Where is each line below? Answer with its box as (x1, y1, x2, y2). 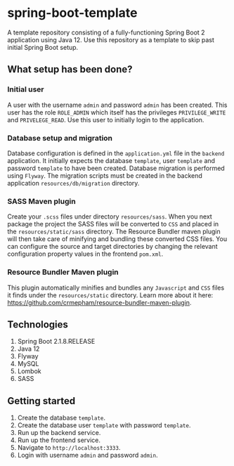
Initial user (7, 84, 44, 94)
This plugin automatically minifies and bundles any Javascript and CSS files (7, 283, 225, 292)
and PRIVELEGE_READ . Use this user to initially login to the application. (7, 115, 204, 124)
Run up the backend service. (17, 429, 101, 437)
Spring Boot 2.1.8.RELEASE (17, 337, 96, 346)
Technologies (7, 318, 69, 330)
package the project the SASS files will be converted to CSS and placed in (7, 220, 219, 228)
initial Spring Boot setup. (7, 43, 79, 51)
